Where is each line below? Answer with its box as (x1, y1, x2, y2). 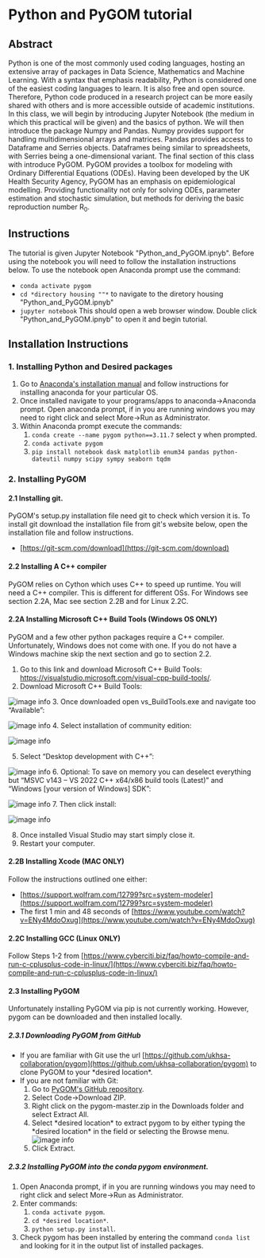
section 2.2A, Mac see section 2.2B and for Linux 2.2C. (8, 596, 189, 606)
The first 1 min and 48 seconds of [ (19, 907, 135, 917)
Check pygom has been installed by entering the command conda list (19, 1233, 251, 1242)
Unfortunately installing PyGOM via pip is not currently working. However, (8, 1004, 249, 1014)
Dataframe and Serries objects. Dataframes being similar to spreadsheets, (8, 143, 251, 152)
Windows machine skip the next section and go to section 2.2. (8, 648, 212, 658)
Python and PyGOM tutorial (8, 6, 193, 24)
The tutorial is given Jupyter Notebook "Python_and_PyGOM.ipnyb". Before (8, 248, 255, 258)
